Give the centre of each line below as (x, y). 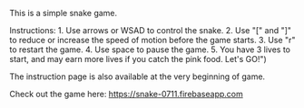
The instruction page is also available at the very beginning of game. (137, 76)
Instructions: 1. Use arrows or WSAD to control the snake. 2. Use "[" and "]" (151, 30)
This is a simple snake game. (64, 13)
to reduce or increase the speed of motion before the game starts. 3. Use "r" (152, 40)
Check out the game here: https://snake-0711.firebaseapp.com (126, 94)
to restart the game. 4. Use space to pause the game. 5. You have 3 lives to (150, 49)
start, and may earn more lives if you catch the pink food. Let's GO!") (138, 59)
